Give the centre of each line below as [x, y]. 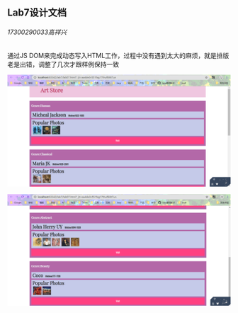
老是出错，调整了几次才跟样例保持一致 [63, 64]
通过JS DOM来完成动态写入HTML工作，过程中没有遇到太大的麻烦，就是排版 [118, 55]
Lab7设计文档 [37, 13]
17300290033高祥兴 [37, 32]
